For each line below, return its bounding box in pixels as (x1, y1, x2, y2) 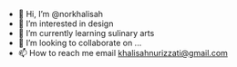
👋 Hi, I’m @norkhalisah (17, 9, 103, 19)
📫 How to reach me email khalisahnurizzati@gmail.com (17, 48, 228, 58)
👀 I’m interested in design (17, 18, 114, 29)
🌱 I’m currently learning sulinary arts (17, 28, 155, 38)
